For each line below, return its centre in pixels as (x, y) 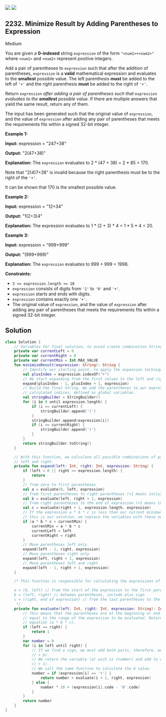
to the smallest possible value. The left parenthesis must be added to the (80, 78)
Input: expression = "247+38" (36, 143)
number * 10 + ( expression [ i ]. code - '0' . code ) (90, 687)
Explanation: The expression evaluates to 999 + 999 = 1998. (67, 264)
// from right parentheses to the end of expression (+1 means (89, 503)
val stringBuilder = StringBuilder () (62, 397)
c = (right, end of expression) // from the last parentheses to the (87, 599)
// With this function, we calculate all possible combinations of (85, 457)
